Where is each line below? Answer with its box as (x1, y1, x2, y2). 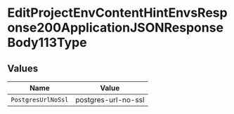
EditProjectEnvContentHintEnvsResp (7, 5, 228, 21)
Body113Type (7, 35, 87, 50)
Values (7, 62, 39, 74)
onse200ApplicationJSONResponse (7, 20, 223, 36)
